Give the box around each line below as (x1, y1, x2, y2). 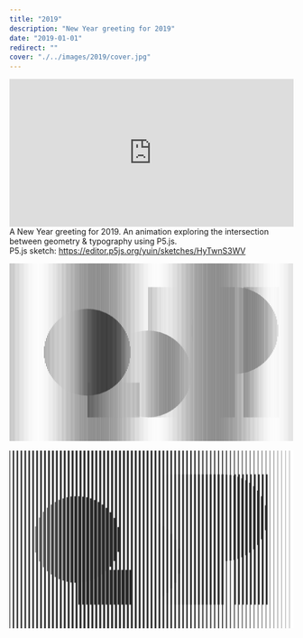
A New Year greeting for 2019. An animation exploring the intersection (9, 227, 269, 237)
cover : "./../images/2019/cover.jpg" (9, 52, 151, 62)
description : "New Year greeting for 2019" (9, 23, 176, 33)
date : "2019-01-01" (9, 33, 83, 42)
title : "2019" (9, 14, 63, 23)
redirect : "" (9, 43, 59, 52)
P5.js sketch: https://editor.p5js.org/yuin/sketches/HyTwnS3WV (9, 245, 246, 256)
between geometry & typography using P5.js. (9, 236, 178, 247)
